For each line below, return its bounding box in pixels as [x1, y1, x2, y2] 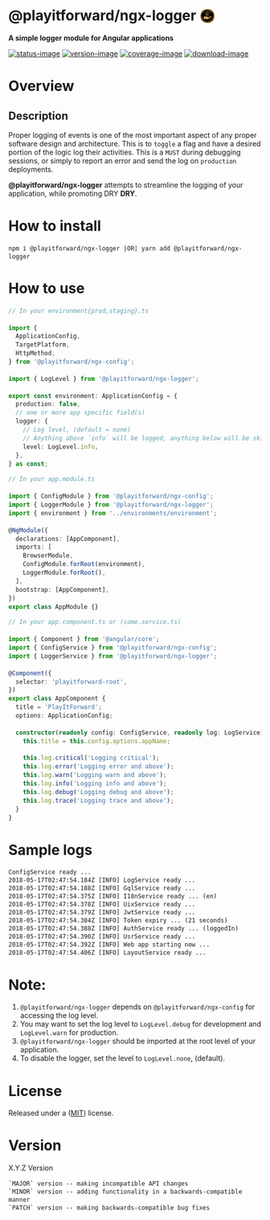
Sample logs [8, 841, 92, 859]
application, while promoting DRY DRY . [8, 188, 137, 198]
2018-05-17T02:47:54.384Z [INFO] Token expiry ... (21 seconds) [8, 916, 228, 924]
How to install [8, 217, 102, 235]
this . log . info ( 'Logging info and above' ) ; [22, 780, 167, 788]
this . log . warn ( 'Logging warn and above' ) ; [22, 771, 167, 780]
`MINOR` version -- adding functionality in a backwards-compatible [8, 1188, 243, 1196]
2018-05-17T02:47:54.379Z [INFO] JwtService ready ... [8, 908, 196, 916]
